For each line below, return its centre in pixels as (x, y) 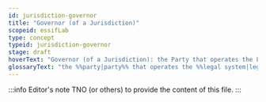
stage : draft (30, 52)
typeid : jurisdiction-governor (60, 45)
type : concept (32, 38)
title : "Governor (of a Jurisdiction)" (74, 23)
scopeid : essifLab (38, 30)
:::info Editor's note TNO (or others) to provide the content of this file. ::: (125, 89)
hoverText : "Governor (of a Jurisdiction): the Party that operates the (131, 60)
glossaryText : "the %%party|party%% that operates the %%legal (115, 67)
